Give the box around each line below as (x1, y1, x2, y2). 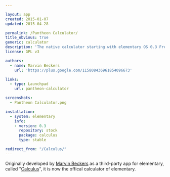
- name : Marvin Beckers (10, 63, 60, 68)
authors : (5, 58, 24, 63)
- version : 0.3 (14, 123, 47, 128)
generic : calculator (5, 40, 49, 45)
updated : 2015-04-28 (5, 21, 49, 26)
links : (5, 77, 19, 82)
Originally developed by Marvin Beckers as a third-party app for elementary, (5, 160, 164, 166)
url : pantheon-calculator (14, 86, 69, 92)
